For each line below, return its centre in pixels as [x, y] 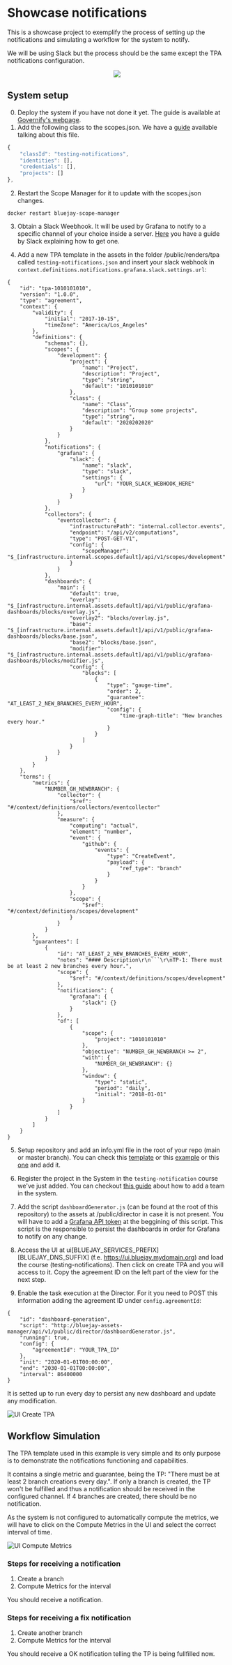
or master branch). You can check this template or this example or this [118, 1157]
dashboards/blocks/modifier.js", [56, 661]
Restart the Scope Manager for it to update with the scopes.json [109, 193]
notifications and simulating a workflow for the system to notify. [99, 39]
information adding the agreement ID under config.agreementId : [109, 1300]
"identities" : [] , [46, 160]
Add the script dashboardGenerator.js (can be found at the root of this [117, 1207]
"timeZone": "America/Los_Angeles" [96, 325]
